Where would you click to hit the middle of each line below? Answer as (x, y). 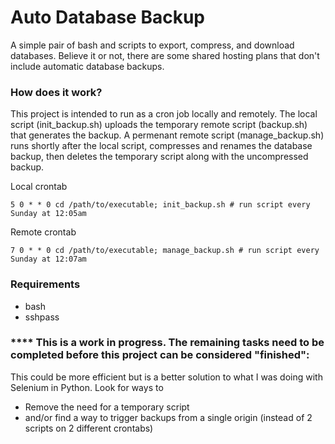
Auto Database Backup (107, 17)
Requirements (45, 284)
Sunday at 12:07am (48, 259)
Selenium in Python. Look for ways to (87, 387)
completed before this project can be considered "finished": (160, 355)
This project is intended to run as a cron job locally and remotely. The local (164, 114)
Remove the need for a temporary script (107, 407)
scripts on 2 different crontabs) (89, 428)
